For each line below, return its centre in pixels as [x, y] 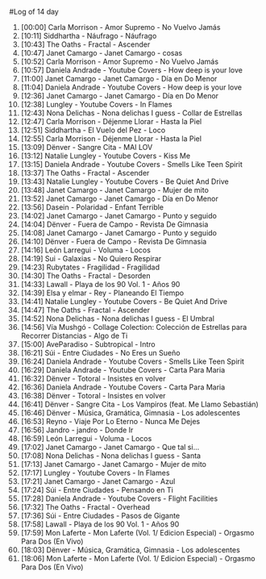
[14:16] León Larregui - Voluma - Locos [86, 250]
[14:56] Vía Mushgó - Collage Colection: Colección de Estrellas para [134, 327]
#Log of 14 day [34, 12]
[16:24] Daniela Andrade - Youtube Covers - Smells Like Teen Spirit [133, 361]
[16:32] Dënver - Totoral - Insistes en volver [93, 379]
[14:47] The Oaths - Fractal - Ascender [85, 310]
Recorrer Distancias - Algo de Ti [74, 335]
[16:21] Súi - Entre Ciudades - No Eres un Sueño [100, 353]
